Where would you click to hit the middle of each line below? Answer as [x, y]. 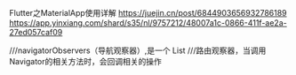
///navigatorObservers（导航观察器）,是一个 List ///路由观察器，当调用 [138, 50]
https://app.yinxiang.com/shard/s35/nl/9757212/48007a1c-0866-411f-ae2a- [148, 23]
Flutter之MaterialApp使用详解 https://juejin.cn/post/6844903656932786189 [148, 13]
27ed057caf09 [36, 32]
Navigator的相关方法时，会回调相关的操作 [86, 61]
